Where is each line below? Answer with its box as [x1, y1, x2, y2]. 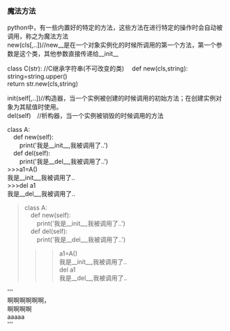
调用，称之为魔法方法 [7, 32, 68, 41]
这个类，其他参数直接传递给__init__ [19, 50, 119, 58]
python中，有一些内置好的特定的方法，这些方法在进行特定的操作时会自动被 [7, 23, 223, 32]
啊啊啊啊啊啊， [7, 296, 50, 304]
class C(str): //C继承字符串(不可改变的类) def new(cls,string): [7, 64, 188, 73]
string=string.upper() [7, 72, 68, 81]
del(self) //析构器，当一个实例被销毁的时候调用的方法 [7, 112, 164, 120]
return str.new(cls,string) [7, 80, 79, 88]
